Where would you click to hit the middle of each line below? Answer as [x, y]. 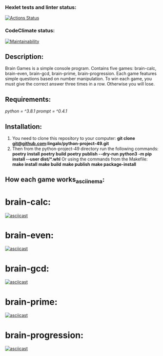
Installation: [24, 126]
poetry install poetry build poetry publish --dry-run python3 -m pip [82, 154]
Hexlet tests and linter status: [41, 7]
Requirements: [28, 99]
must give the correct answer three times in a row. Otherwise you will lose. [80, 84]
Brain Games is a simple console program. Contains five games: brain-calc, [81, 68]
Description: [24, 56]
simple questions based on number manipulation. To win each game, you [79, 79]
